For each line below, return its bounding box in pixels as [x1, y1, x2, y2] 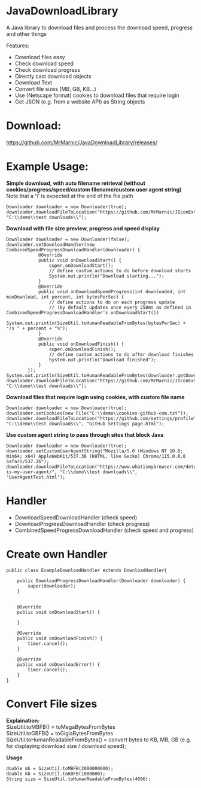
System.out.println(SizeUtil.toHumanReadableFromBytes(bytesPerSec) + [6, 320, 186, 326]
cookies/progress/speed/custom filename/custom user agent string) [6, 185, 182, 193]
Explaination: [6, 717, 40, 724]
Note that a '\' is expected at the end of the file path [6, 192, 133, 199]
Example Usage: [6, 160, 89, 174]
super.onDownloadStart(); [48, 262, 114, 269]
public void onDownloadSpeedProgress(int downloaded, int [38, 288, 186, 294]
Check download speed [14, 60, 74, 67]
